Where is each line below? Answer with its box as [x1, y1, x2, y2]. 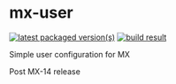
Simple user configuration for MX [9, 49, 131, 59]
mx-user [9, 3, 73, 23]
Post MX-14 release [9, 65, 81, 77]
